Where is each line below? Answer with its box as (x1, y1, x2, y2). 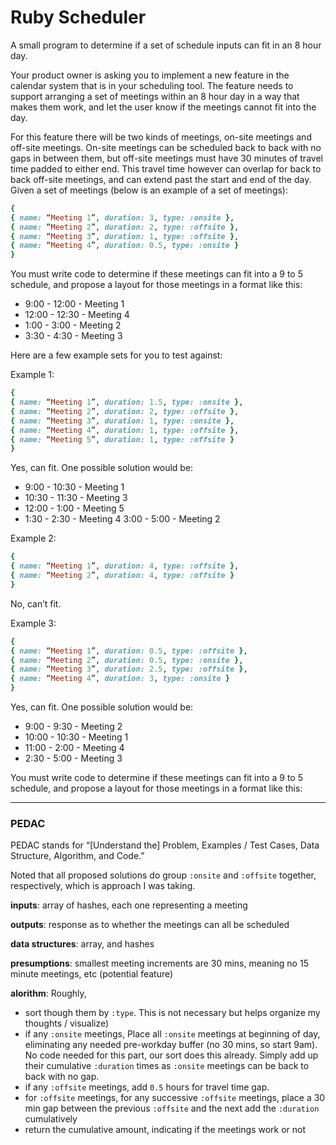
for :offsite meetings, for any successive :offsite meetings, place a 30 (24, 1092, 326, 1104)
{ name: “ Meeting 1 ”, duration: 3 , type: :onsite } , (10, 212, 235, 223)
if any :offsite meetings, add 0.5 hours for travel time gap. (24, 1081, 270, 1093)
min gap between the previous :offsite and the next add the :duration (24, 1102, 320, 1115)
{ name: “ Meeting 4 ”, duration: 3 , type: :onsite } (10, 674, 230, 684)
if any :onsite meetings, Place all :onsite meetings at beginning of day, (24, 1028, 321, 1040)
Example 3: (10, 617, 57, 629)
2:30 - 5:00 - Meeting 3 (24, 752, 123, 765)
